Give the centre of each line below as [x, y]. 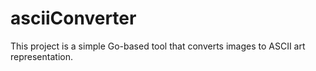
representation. [41, 56]
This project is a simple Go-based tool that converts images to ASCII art [158, 46]
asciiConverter [73, 18]
